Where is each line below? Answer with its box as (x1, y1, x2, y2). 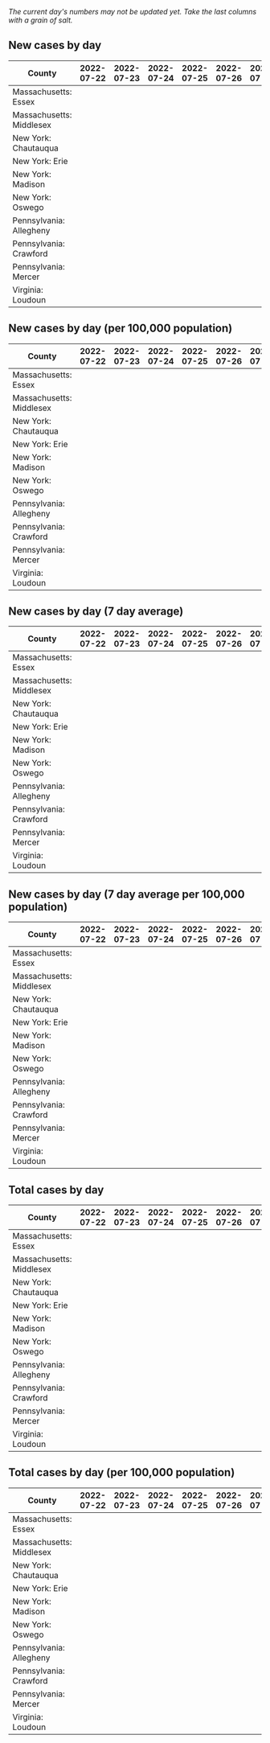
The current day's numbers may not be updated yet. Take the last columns (8, 7, 257, 16)
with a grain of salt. (8, 15, 73, 25)
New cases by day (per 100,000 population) (8, 322, 233, 335)
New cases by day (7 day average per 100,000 (8, 887, 245, 901)
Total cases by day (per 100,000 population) (8, 1466, 235, 1479)
